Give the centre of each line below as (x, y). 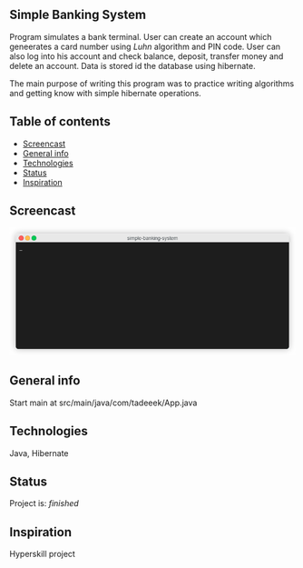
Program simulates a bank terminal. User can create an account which (141, 36)
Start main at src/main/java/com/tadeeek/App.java (103, 403)
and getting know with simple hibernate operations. (105, 93)
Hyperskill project (42, 554)
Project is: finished (44, 503)
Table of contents (60, 122)
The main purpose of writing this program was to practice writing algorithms (152, 83)
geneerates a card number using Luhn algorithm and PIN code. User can (145, 46)
